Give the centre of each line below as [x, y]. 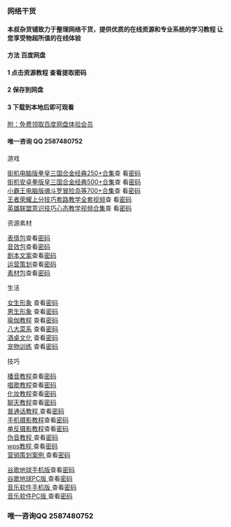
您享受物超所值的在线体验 [44, 38]
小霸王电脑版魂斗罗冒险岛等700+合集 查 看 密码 [74, 190]
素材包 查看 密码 [29, 273]
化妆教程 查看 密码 [32, 393]
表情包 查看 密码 [29, 238]
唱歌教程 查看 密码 [32, 385]
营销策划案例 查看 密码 [39, 455]
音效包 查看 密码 [29, 246]
